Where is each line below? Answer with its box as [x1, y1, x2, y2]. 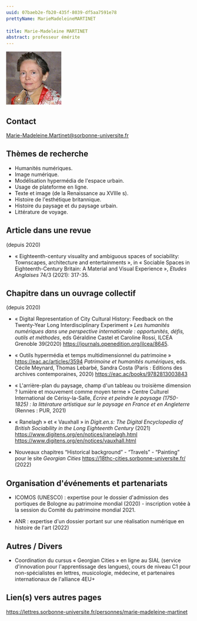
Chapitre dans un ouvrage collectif [6, 288, 136, 298]
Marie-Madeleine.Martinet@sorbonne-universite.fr [6, 131, 129, 138]
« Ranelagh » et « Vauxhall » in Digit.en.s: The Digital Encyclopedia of [14, 418, 183, 425]
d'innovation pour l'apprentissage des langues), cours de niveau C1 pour [14, 563, 191, 570]
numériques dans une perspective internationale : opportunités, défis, [14, 328, 185, 335]
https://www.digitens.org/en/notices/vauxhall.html [14, 437, 136, 444]
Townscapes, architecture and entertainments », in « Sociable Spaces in [14, 259, 190, 266]
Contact [6, 116, 36, 126]
